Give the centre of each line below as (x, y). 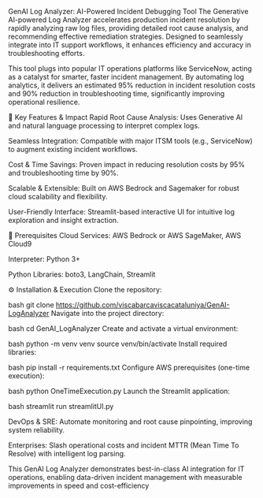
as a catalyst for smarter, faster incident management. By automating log (126, 77)
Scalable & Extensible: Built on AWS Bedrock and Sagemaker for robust (124, 188)
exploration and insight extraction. (64, 220)
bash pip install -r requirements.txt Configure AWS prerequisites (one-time (129, 367)
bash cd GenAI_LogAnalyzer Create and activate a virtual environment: (123, 329)
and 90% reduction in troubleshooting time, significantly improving (117, 93)
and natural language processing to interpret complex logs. (104, 126)
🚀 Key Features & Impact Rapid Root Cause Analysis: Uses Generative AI (126, 117)
